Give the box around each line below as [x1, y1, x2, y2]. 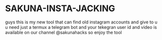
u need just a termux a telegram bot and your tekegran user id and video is [5, 24, 157, 30]
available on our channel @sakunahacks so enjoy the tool [5, 29, 122, 35]
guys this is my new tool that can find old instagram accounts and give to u [5, 19, 158, 25]
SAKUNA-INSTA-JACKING [5, 3, 115, 14]
